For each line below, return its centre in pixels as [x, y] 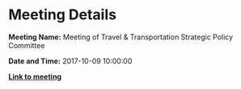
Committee [27, 45]
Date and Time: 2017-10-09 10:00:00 [70, 61]
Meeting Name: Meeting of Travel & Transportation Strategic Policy [120, 37]
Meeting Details [63, 15]
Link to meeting [35, 76]
